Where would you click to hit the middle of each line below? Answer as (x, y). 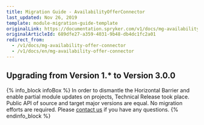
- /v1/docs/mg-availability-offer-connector (69, 46)
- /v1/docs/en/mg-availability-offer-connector (73, 51)
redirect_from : (25, 40)
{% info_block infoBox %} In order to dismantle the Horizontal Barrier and (98, 90)
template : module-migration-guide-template (62, 23)
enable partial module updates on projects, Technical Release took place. (98, 97)
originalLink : (24, 29)
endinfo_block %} (29, 116)
